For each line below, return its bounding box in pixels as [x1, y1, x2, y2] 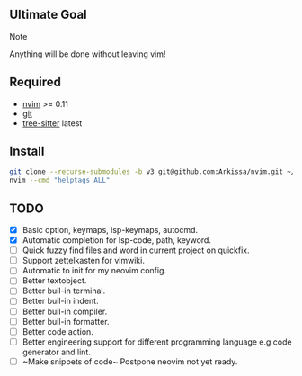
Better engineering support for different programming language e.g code [22, 336, 292, 347]
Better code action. [22, 326, 94, 336]
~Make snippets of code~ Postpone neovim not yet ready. [22, 355, 238, 367]
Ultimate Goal [9, 7, 87, 22]
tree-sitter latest [22, 117, 83, 129]
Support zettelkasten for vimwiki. [22, 255, 146, 266]
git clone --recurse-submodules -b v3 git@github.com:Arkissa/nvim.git [9, 167, 283, 176]
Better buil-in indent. [22, 296, 99, 307]
